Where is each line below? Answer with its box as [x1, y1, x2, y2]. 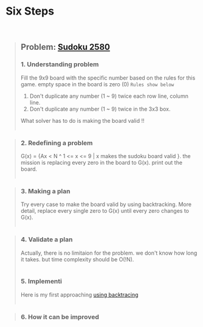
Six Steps [5, 4, 55, 18]
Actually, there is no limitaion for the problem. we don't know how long [20, 249, 198, 256]
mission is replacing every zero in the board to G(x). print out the [20, 159, 183, 166]
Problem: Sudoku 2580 [20, 42, 111, 52]
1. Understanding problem [20, 60, 99, 69]
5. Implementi [20, 277, 62, 286]
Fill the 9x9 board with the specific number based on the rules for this [20, 74, 196, 81]
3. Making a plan [20, 187, 71, 195]
